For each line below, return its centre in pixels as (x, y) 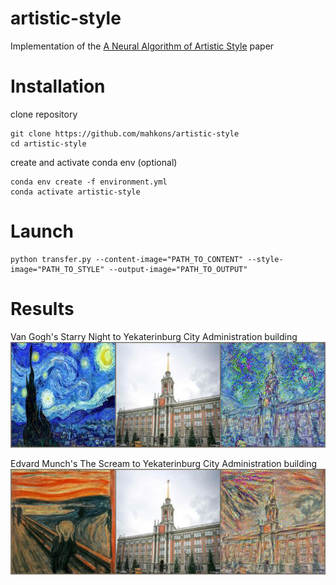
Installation (58, 86)
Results (42, 309)
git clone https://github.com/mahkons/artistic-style (125, 133)
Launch (42, 231)
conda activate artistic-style (75, 192)
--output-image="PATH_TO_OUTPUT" (178, 269)
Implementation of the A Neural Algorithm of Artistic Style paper (142, 46)
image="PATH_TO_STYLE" (57, 269)
